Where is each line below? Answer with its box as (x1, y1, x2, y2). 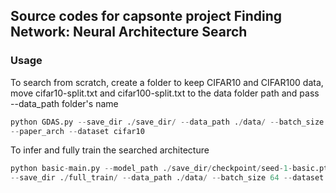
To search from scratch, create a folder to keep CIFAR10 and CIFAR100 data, (10, 76, 324, 88)
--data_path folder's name (10, 97, 119, 109)
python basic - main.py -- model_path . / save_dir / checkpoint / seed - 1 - (10, 164, 293, 174)
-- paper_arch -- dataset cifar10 (10, 126, 145, 136)
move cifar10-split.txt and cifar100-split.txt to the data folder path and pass (10, 87, 320, 99)
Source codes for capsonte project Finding (10, 8, 283, 25)
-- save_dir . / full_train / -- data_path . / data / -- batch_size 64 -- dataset (10, 173, 325, 183)
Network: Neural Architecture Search (10, 24, 248, 41)
